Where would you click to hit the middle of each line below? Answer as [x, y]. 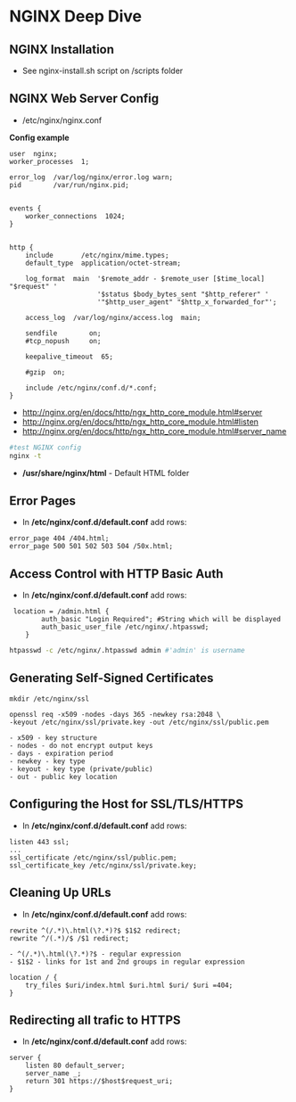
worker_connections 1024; [75, 216]
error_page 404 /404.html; [59, 539]
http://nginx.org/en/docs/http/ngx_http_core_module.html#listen [140, 422]
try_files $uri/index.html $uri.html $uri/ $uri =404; [129, 985]
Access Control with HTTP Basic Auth [116, 574]
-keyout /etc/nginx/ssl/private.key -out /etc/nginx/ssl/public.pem [139, 722]
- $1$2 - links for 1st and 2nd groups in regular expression [127, 962]
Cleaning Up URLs [60, 893]
